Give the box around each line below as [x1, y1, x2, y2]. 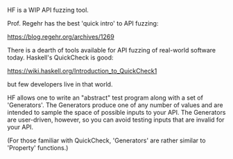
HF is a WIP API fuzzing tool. [7, 6, 89, 14]
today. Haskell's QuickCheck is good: [7, 53, 114, 62]
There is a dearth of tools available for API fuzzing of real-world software [7, 46, 216, 54]
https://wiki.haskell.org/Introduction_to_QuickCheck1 [7, 67, 157, 75]
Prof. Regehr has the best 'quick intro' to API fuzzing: [7, 19, 159, 27]
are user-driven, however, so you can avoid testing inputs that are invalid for [7, 115, 225, 124]
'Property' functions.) [7, 144, 69, 151]
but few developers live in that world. [7, 80, 113, 88]
